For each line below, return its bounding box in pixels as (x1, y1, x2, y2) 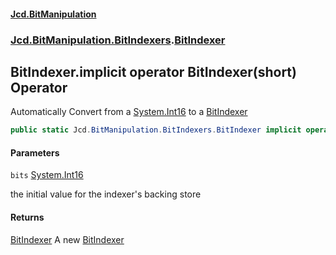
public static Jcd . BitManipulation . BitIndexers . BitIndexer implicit (10, 125, 302, 135)
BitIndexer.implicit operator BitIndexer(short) (10, 63, 297, 80)
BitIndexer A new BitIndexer (10, 233, 125, 245)
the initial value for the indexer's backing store (10, 188, 202, 200)
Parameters (10, 146, 60, 159)
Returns (10, 211, 45, 223)
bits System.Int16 (10, 169, 84, 181)
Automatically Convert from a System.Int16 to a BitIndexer (10, 106, 248, 118)
